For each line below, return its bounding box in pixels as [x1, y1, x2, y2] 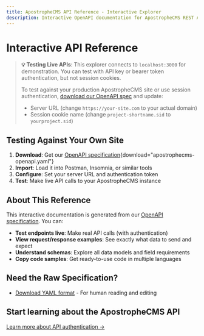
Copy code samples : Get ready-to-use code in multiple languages [15, 256, 182, 263]
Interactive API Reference [6, 41, 138, 55]
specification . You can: [6, 218, 64, 225]
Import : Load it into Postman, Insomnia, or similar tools [15, 164, 152, 171]
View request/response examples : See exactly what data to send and [15, 236, 192, 243]
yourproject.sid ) [30, 117, 74, 125]
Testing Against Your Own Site [6, 135, 124, 145]
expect [15, 242, 33, 250]
